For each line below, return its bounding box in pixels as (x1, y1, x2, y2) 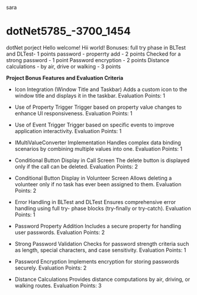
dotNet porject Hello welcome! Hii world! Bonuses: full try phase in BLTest (6, 44, 186, 51)
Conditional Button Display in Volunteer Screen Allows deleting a (14, 174, 172, 181)
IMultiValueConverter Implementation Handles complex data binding (14, 139, 182, 146)
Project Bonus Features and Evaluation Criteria (6, 74, 124, 81)
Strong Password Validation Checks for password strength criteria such (14, 240, 189, 247)
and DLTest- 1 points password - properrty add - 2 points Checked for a (6, 50, 181, 57)
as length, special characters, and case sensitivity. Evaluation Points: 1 (14, 247, 186, 254)
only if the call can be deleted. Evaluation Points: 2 (14, 163, 138, 170)
